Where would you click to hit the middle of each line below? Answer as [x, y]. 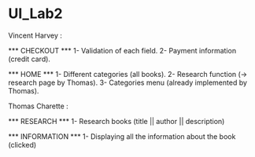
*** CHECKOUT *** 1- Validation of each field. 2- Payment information [122, 50]
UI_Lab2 [35, 14]
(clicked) [22, 144]
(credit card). [30, 59]
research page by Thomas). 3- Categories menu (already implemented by [128, 82]
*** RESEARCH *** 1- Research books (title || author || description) [116, 121]
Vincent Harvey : [35, 35]
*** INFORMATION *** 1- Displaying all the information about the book [122, 136]
